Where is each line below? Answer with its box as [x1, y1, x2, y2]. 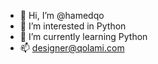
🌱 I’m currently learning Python [19, 31, 148, 42]
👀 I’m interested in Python [19, 20, 127, 32]
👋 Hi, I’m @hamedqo [19, 10, 105, 21]
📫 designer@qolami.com [19, 42, 125, 54]
